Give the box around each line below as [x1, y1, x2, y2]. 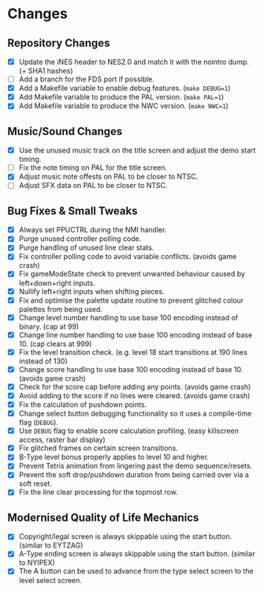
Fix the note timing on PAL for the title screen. [18, 163, 168, 172]
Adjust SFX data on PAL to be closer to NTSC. [18, 181, 168, 190]
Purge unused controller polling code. [18, 234, 142, 243]
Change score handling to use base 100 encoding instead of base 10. [18, 364, 244, 374]
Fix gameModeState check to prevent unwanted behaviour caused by [18, 269, 246, 279]
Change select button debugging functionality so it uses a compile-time [18, 408, 252, 419]
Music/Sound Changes [7, 124, 123, 138]
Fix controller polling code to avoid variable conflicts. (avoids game [18, 252, 237, 262]
